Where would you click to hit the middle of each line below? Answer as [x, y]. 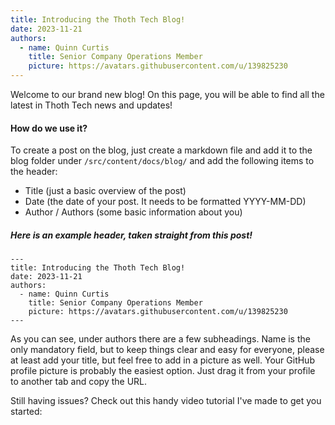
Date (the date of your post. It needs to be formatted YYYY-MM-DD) [165, 202]
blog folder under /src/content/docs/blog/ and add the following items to [162, 161]
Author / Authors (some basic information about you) [133, 212]
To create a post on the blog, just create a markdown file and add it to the [161, 150]
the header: [34, 172]
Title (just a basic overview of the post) [105, 191]
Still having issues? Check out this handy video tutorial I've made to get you [166, 401]
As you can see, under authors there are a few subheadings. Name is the [160, 339]
